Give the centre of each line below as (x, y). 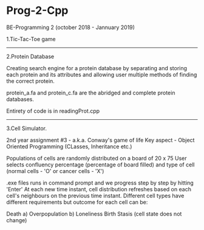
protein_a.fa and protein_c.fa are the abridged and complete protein (91, 93)
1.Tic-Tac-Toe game (31, 39)
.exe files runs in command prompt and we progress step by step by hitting (100, 183)
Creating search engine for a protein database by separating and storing (97, 68)
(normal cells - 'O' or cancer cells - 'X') (55, 171)
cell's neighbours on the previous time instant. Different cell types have (95, 195)
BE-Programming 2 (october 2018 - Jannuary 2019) (71, 27)
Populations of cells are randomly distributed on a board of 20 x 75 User (97, 158)
